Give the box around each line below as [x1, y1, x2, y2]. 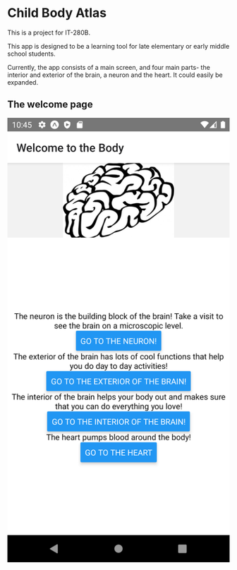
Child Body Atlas [7, 5, 107, 21]
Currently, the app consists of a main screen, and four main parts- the [7, 63, 210, 71]
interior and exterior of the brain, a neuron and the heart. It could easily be [7, 71, 224, 79]
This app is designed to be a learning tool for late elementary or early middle [7, 42, 230, 50]
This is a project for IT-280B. [7, 28, 90, 37]
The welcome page [7, 99, 93, 111]
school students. [7, 49, 56, 58]
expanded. [7, 78, 39, 86]
